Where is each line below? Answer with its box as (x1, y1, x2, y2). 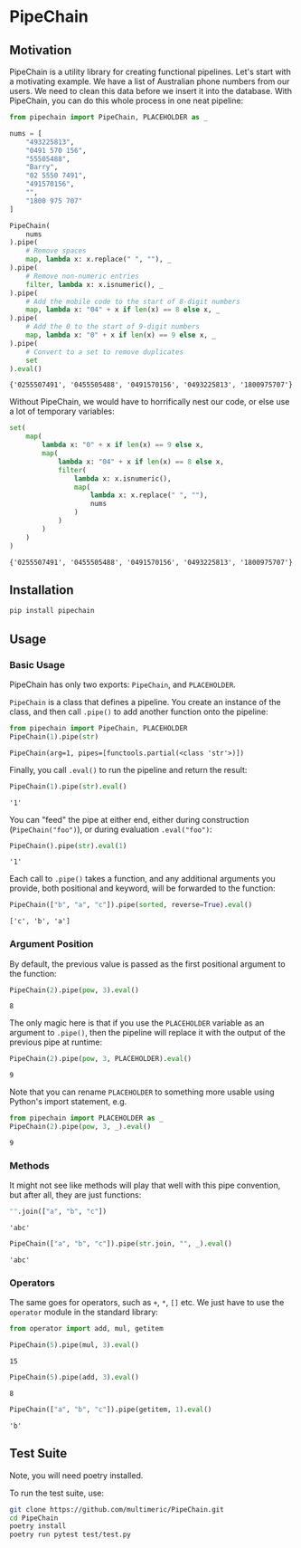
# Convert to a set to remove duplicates (25, 347, 183, 357)
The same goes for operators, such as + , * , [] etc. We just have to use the (9, 1297, 285, 1308)
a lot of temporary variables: (9, 406, 115, 417)
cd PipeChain (9, 1514, 59, 1523)
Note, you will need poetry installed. (9, 1469, 144, 1481)
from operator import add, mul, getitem (9, 1324, 165, 1333)
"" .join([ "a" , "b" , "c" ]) (9, 1207, 107, 1217)
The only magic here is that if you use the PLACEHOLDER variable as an (9, 1018, 265, 1028)
